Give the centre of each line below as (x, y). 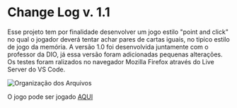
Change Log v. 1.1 (59, 12)
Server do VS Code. (36, 69)
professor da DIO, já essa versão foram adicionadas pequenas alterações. (115, 54)
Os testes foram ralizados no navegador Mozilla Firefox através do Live (111, 61)
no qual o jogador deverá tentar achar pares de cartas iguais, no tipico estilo (118, 39)
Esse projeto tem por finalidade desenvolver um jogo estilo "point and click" (118, 32)
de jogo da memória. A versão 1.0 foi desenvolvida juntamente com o (108, 47)
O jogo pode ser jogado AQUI (50, 97)
